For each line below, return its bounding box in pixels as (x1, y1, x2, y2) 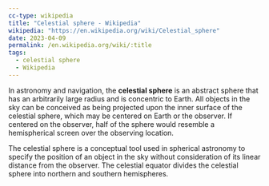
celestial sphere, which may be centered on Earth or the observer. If (8, 111, 233, 121)
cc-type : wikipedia (8, 11, 74, 20)
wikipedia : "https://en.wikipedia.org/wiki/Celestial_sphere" (8, 26, 220, 34)
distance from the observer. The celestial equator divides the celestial (8, 160, 239, 170)
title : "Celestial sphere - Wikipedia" (8, 19, 142, 27)
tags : (8, 49, 26, 57)
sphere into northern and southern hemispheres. (8, 168, 169, 178)
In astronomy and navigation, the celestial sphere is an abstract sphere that (8, 85, 259, 95)
